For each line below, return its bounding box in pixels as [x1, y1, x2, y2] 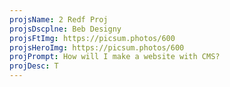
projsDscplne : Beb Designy [9, 24, 122, 34]
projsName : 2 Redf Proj [9, 14, 109, 25]
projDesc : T [9, 61, 59, 71]
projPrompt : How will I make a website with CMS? [9, 52, 221, 62]
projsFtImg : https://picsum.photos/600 [9, 33, 176, 43]
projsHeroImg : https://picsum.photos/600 [9, 42, 185, 53]
